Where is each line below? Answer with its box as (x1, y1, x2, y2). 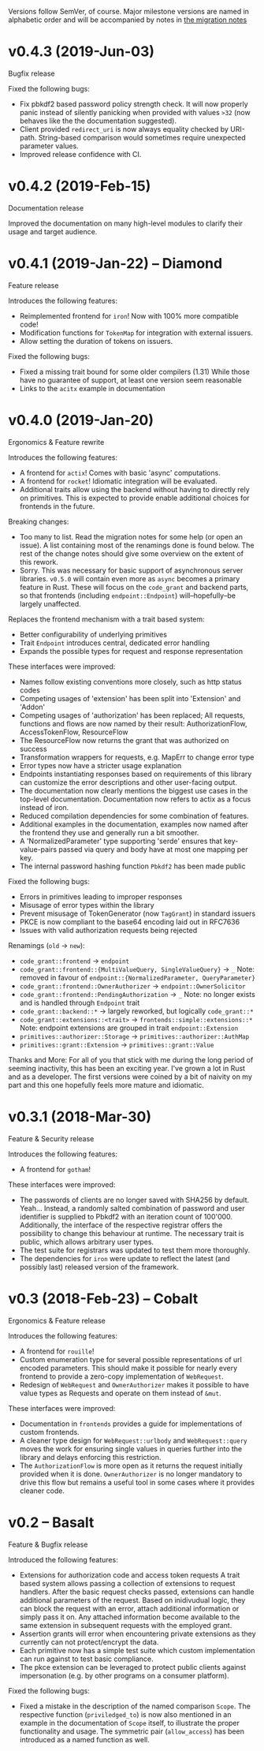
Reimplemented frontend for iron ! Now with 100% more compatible (19, 311, 239, 320)
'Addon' (19, 702, 46, 711)
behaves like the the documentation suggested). (19, 116, 177, 125)
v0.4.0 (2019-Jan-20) (8, 412, 154, 429)
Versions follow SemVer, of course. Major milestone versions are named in (8, 7, 250, 16)
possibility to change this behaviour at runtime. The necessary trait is (19, 1228, 244, 1238)
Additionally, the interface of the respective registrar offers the (19, 1220, 223, 1230)
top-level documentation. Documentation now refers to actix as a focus (19, 794, 251, 804)
